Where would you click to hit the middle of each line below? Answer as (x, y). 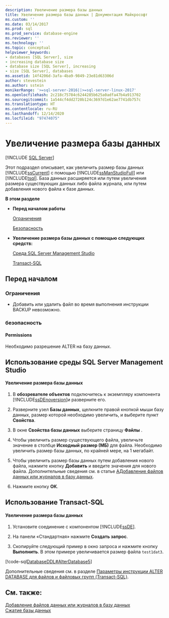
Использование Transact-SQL (55, 502)
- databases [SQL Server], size (39, 57)
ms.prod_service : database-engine (42, 33)
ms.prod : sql (19, 29)
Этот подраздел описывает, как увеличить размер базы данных (74, 167)
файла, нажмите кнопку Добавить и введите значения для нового (84, 466)
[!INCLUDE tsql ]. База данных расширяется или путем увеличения (76, 178)
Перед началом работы (39, 208)
